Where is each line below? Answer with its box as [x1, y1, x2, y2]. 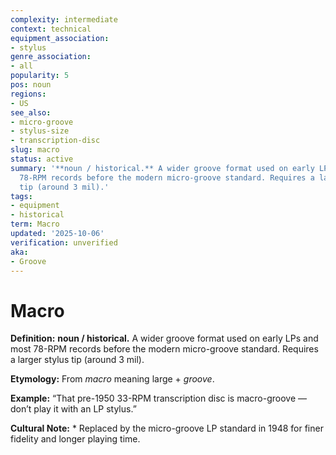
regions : [10, 89, 47, 99]
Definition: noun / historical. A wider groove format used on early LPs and [10, 332, 319, 345]
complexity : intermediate [10, 14, 118, 25]
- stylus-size [10, 126, 70, 136]
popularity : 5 [10, 71, 70, 81]
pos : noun [10, 80, 52, 90]
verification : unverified [10, 237, 118, 248]
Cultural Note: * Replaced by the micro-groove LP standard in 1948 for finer [10, 422, 324, 435]
